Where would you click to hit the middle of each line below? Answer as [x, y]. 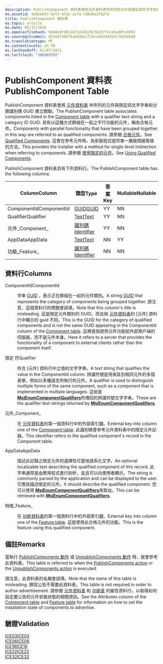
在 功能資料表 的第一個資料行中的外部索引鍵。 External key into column [87, 516]
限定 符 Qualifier [21, 358]
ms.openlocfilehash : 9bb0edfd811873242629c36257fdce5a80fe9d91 [70, 32]
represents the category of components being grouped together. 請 [84, 302]
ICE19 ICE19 [16, 646]
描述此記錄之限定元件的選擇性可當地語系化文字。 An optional [77, 461]
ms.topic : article [24, 23]
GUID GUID [86, 209]
